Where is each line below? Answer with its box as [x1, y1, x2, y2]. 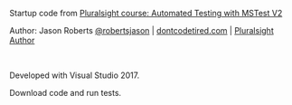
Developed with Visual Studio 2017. [9, 70, 140, 81]
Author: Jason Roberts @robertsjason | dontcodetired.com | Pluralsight [9, 25, 274, 35]
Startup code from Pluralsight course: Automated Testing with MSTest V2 [9, 8, 283, 18]
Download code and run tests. [9, 88, 122, 98]
